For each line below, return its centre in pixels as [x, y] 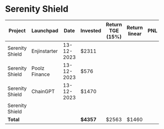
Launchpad [45, 30]
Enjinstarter [45, 51]
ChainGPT [43, 91]
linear [135, 34]
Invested [91, 30]
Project [17, 30]
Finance [41, 74]
